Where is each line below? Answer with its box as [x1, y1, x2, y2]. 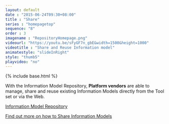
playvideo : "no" [5, 59, 40, 64]
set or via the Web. [5, 94, 45, 100]
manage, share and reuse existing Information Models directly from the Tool [5, 88, 164, 94]
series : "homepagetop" [5, 21, 56, 27]
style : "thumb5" [5, 54, 40, 60]
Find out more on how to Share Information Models [5, 113, 112, 119]
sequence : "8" [5, 26, 36, 31]
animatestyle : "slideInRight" [5, 50, 70, 55]
